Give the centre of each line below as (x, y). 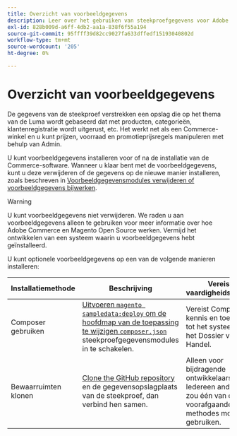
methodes (203, 413)
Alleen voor (205, 360)
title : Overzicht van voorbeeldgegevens (68, 14)
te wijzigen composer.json (124, 331)
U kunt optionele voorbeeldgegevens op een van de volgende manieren (112, 259)
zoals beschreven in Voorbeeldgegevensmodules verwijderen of (101, 180)
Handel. (199, 344)
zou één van (206, 395)
